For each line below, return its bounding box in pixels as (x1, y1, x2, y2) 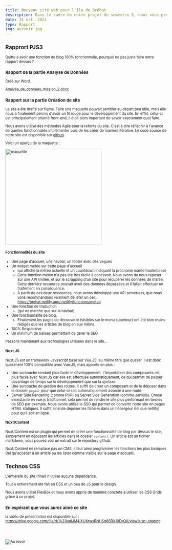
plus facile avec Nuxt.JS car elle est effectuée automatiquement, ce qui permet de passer (11, 375, 163, 380)
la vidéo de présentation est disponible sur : (5, 514, 79, 519)
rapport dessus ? (5, 59, 34, 64)
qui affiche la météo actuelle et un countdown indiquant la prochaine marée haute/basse (17, 268, 167, 273)
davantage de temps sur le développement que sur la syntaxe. (11, 379, 117, 384)
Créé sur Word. (5, 79, 31, 84)
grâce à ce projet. (5, 494, 35, 500)
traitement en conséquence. (17, 286, 65, 291)
